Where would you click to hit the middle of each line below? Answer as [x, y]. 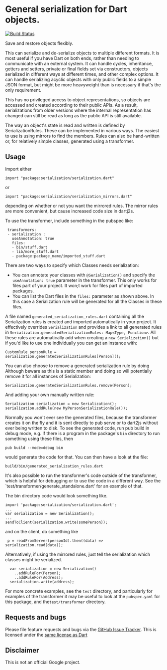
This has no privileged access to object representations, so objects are [78, 100]
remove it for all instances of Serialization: [48, 376]
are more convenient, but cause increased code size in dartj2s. [70, 211]
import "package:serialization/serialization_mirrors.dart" [69, 196]
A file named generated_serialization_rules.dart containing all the [75, 316]
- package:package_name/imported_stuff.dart [59, 256]
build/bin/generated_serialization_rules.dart [54, 466]
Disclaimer [22, 650]
